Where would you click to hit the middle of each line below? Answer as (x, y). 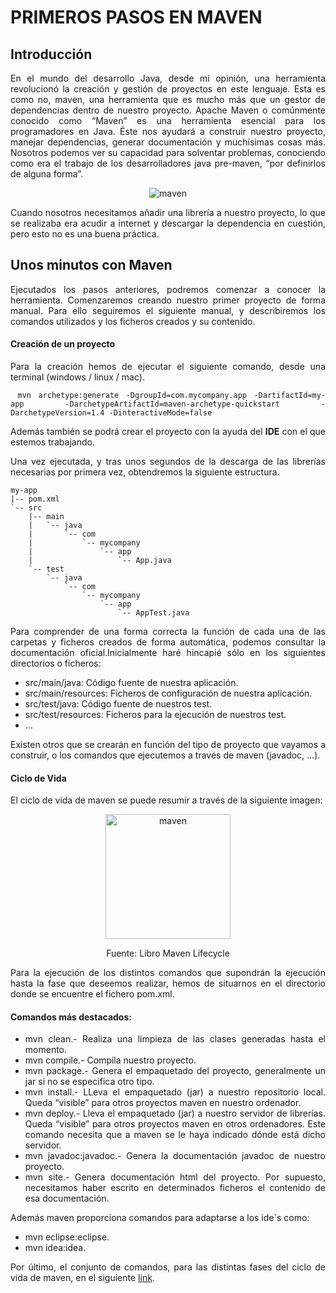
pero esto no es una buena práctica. (85, 234)
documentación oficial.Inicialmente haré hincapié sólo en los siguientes (168, 653)
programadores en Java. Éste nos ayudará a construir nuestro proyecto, (168, 131)
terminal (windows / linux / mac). (77, 377)
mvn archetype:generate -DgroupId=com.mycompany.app (132, 396)
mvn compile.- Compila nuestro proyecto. (110, 1060)
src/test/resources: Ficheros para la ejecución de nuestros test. (155, 715)
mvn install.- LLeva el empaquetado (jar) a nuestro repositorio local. (175, 1092)
